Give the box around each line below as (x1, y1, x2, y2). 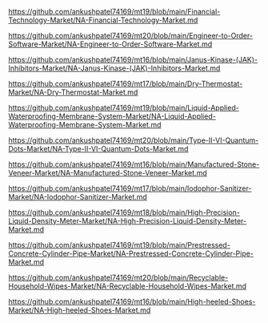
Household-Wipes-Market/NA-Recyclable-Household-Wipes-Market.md (8, 281, 246, 291)
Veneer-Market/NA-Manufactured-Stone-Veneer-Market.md (8, 168, 207, 177)
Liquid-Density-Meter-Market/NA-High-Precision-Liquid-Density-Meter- (8, 216, 246, 225)
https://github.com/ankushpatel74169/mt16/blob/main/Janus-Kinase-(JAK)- (8, 55, 258, 64)
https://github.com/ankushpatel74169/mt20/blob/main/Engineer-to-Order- (8, 31, 254, 40)
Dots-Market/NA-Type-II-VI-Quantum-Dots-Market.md (8, 144, 189, 153)
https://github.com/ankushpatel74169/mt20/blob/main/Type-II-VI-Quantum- (8, 135, 259, 145)
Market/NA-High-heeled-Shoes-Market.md (8, 305, 151, 315)
